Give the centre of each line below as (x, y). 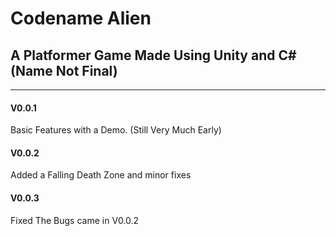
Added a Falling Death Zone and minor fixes (101, 175)
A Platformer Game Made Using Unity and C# (153, 55)
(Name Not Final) (64, 70)
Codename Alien (81, 18)
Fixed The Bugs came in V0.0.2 (75, 220)
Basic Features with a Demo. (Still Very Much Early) (116, 130)
